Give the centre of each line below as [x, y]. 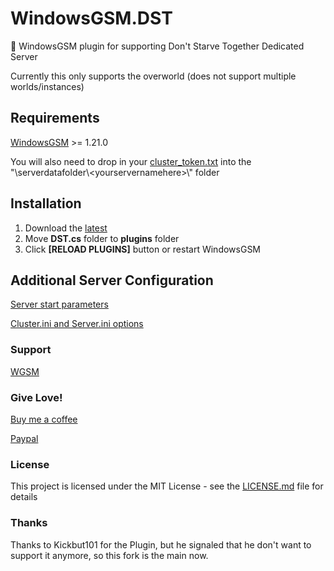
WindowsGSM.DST [91, 18]
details [24, 497]
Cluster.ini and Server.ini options [77, 324]
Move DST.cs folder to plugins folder [102, 238]
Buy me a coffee [44, 419]
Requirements [55, 118]
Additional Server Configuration [112, 280]
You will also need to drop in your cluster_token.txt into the [131, 161]
